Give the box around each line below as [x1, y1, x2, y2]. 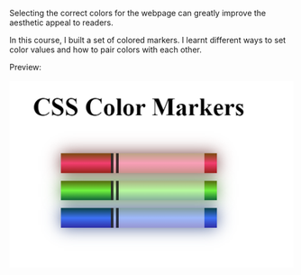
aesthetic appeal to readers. [9, 17, 114, 28]
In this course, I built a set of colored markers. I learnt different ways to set [9, 35, 287, 45]
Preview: [9, 62, 42, 72]
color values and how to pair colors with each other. [9, 44, 203, 55]
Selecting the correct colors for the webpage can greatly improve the [9, 8, 267, 18]
